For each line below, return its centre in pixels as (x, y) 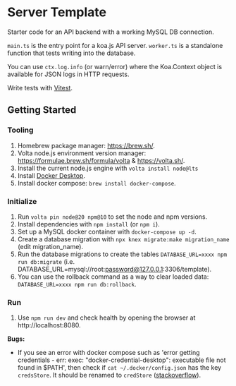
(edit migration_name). (50, 246)
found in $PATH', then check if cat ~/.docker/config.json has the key (119, 368)
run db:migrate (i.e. (46, 261)
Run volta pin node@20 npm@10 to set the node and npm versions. (112, 217)
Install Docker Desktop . (51, 175)
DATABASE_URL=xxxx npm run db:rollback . (77, 284)
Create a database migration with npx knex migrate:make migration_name (123, 239)
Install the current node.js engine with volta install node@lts (108, 168)
